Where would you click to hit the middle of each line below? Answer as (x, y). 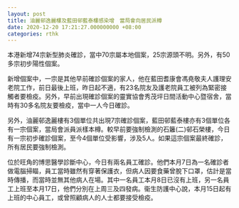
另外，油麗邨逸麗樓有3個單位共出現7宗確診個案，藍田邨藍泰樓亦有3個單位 (116, 121)
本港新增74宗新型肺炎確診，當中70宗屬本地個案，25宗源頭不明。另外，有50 (119, 55)
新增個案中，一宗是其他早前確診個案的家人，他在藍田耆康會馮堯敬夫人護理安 (119, 79)
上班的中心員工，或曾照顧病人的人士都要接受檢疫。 (82, 198)
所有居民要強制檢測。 (38, 147)
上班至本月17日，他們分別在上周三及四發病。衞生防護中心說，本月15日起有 (122, 189)
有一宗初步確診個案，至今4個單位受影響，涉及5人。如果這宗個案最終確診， (117, 138)
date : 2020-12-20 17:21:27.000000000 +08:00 (74, 27)
